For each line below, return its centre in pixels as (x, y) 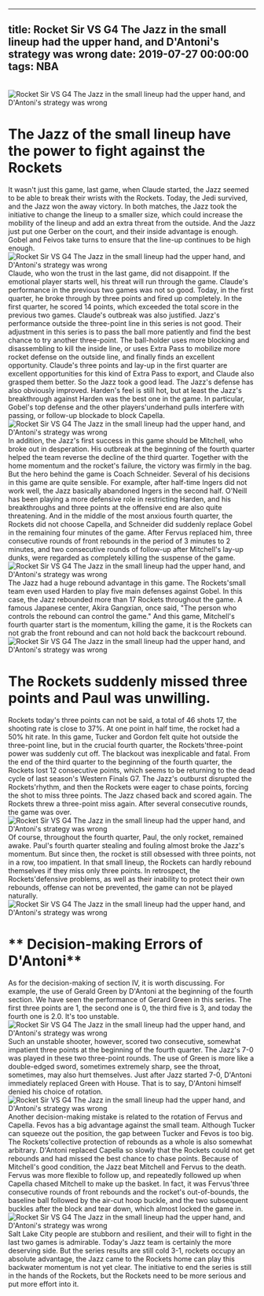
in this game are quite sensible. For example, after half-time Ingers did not (128, 482)
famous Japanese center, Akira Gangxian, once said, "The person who (123, 608)
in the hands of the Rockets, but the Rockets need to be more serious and (127, 1276)
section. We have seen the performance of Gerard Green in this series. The (130, 999)
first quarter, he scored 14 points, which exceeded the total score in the (124, 306)
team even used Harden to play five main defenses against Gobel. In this (125, 591)
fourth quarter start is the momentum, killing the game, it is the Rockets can (130, 624)
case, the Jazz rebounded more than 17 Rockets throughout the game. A (125, 599)
